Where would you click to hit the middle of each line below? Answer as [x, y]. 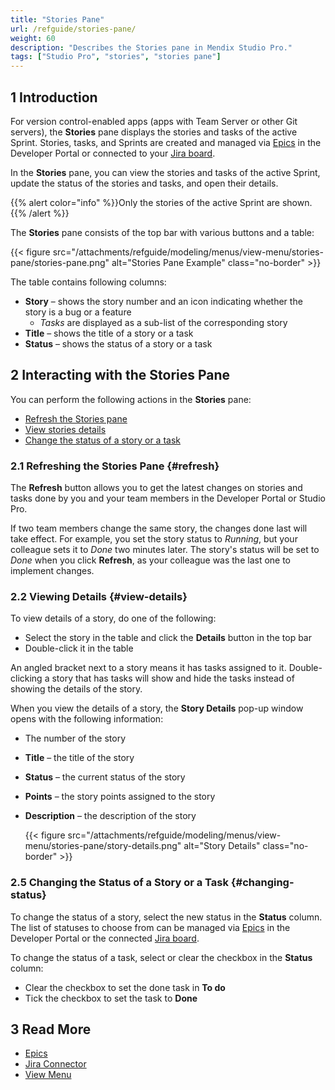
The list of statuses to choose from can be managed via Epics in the [150, 927]
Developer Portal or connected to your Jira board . [113, 153]
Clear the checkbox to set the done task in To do [125, 987]
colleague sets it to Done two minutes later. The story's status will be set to [165, 550]
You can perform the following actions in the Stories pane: [131, 399]
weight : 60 [33, 38]
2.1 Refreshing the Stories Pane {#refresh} [115, 466]
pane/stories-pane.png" [60, 262]
